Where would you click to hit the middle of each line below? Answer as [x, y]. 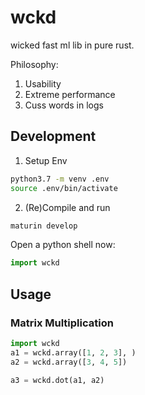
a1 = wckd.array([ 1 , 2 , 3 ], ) [73, 352]
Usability [43, 83]
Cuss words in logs [64, 105]
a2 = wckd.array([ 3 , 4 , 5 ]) [69, 362]
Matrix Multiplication [62, 323]
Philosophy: [34, 64]
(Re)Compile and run [67, 207]
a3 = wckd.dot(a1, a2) [57, 380]
